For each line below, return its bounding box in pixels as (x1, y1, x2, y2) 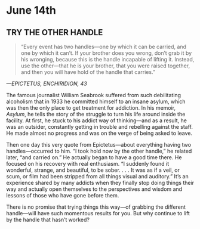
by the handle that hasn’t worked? (6, 216, 90, 223)
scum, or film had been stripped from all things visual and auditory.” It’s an (6, 173, 189, 180)
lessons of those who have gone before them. (6, 192, 119, 199)
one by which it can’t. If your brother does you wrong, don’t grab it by (20, 49, 192, 57)
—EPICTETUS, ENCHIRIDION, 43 (6, 80, 88, 87)
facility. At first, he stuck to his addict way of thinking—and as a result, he (6, 117, 187, 124)
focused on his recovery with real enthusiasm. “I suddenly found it (6, 160, 170, 167)
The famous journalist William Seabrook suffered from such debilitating (6, 92, 181, 98)
